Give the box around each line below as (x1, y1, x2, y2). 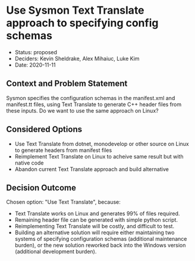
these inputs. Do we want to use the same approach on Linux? (6, 107, 159, 114)
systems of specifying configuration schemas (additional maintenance (14, 235, 187, 243)
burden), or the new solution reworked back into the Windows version (14, 242, 186, 249)
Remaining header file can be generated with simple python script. (14, 216, 178, 223)
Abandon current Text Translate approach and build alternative (14, 165, 169, 173)
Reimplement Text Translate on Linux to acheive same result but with (14, 153, 184, 160)
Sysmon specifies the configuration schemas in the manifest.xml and (6, 94, 175, 101)
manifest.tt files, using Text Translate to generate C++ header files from (6, 101, 182, 108)
